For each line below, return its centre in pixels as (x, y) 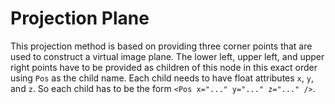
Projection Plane (80, 18)
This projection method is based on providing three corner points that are (161, 46)
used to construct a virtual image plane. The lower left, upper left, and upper (167, 56)
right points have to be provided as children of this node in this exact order (164, 67)
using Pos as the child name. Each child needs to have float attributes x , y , (162, 78)
